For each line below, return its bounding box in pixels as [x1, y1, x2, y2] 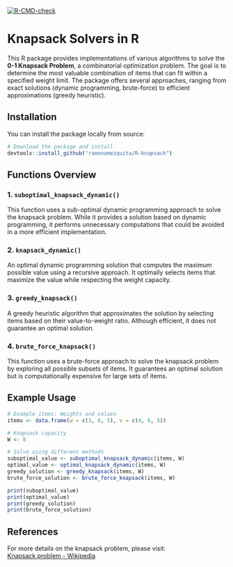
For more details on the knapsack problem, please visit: [7, 544, 166, 553]
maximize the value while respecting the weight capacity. [7, 276, 172, 284]
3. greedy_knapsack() [7, 293, 78, 303]
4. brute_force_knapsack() [7, 341, 96, 351]
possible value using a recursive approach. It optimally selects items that [7, 268, 216, 277]
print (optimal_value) [7, 493, 70, 501]
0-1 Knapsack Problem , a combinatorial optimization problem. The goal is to [7, 61, 227, 70]
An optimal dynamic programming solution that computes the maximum [7, 261, 212, 270]
